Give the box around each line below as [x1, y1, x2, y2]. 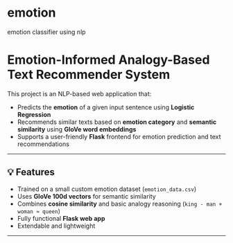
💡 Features [7, 166, 55, 178]
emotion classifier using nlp [7, 28, 86, 36]
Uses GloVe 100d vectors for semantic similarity [17, 192, 156, 200]
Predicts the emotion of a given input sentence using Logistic [17, 102, 195, 111]
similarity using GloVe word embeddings [17, 125, 137, 133]
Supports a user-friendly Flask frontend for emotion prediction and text [17, 132, 221, 141]
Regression [17, 110, 51, 118]
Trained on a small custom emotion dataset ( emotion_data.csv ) [17, 185, 197, 193]
